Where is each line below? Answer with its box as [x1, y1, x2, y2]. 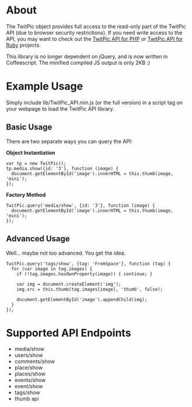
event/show [14, 383, 43, 390]
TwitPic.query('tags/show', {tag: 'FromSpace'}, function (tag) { [6, 261, 171, 266]
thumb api [14, 395, 39, 402]
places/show [14, 370, 46, 378]
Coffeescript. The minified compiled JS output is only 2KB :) [6, 59, 151, 66]
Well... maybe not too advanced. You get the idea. [6, 249, 126, 256]
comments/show [14, 358, 55, 365]
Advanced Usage [6, 234, 70, 244]
